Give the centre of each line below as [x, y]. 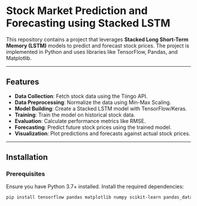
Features [23, 82]
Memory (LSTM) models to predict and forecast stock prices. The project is [98, 46]
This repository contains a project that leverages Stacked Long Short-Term [97, 39]
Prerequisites [26, 174]
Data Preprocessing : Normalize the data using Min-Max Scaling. [93, 102]
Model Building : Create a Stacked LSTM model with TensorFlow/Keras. [101, 108]
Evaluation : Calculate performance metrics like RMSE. [80, 121]
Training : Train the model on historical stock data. [75, 115]
